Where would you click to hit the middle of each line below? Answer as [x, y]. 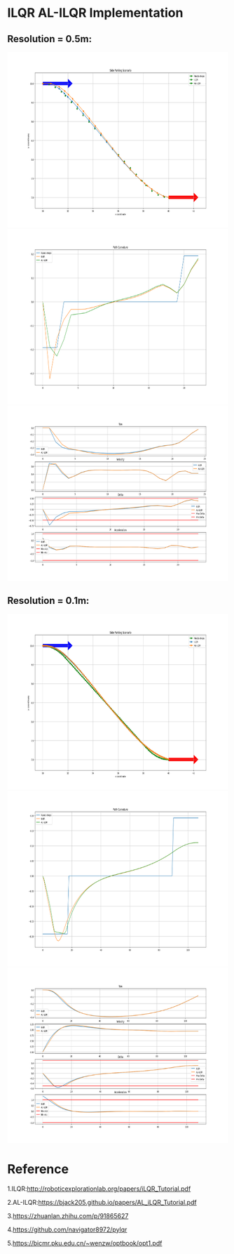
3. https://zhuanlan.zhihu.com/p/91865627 [68, 1215]
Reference [38, 1169]
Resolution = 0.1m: [48, 601]
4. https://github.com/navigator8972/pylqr [67, 1229]
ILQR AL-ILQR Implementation [95, 13]
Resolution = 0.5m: [50, 39]
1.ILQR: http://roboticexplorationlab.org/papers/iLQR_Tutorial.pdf [99, 1189]
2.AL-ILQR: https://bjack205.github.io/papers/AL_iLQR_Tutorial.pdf [102, 1202]
